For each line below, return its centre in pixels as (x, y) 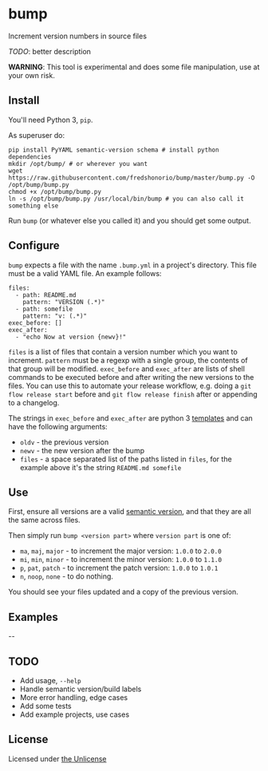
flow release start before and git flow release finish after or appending (133, 394)
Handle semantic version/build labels (81, 689)
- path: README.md (46, 295)
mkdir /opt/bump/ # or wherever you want (78, 164)
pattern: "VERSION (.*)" (64, 302)
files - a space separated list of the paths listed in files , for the (126, 459)
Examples (33, 617)
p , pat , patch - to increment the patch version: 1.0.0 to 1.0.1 (119, 568)
